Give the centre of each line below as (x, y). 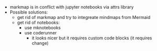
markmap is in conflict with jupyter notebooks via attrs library (72, 7)
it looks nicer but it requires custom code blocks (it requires (92, 38)
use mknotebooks (42, 28)
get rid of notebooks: (38, 22)
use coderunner (40, 33)
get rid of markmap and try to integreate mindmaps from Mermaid (84, 17)
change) (40, 43)
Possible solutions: (29, 12)
